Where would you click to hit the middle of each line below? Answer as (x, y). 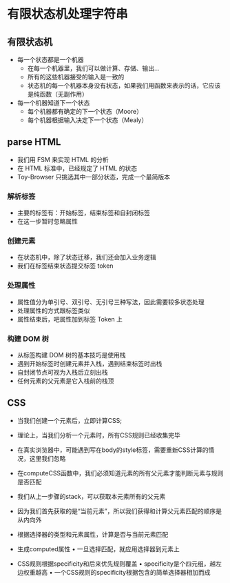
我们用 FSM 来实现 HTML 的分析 (63, 159)
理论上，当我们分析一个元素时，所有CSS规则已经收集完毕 (98, 435)
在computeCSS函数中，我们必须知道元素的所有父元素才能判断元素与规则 (120, 473)
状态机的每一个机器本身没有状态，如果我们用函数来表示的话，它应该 (124, 86)
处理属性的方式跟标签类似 (53, 310)
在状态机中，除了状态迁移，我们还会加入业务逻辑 (86, 257)
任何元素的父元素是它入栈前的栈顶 (65, 381)
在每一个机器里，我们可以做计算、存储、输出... (93, 68)
